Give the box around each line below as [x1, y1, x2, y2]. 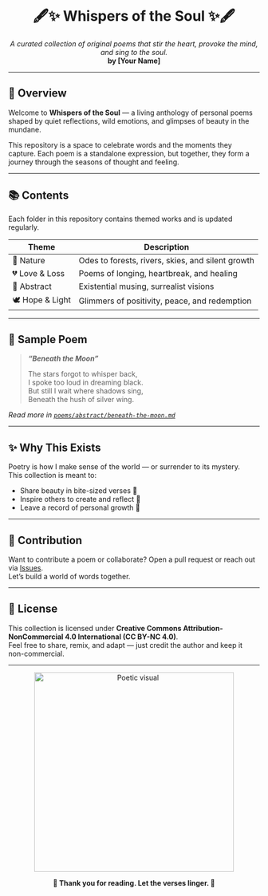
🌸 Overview [8, 86, 67, 101]
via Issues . [8, 563, 44, 572]
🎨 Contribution [8, 533, 82, 547]
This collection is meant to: [8, 471, 97, 480]
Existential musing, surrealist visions [78, 281, 215, 292]
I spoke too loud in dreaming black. [27, 377, 144, 388]
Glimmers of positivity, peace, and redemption [78, 295, 252, 306]
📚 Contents [8, 189, 69, 203]
